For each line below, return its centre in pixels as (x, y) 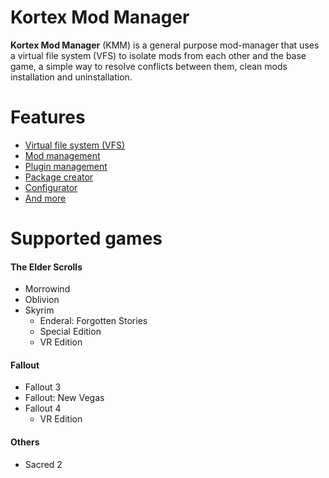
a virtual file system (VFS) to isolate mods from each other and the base (158, 55)
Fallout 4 (43, 408)
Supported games (86, 238)
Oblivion (42, 300)
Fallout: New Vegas (64, 398)
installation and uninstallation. (71, 77)
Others (25, 442)
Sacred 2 (43, 464)
